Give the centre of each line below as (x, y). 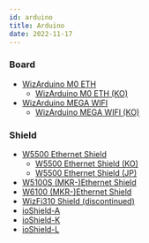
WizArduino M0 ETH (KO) (82, 93)
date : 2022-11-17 (41, 34)
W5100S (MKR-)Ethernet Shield (79, 182)
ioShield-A (41, 210)
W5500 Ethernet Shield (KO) (87, 163)
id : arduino (31, 17)
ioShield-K (41, 220)
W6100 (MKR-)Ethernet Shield (77, 192)
